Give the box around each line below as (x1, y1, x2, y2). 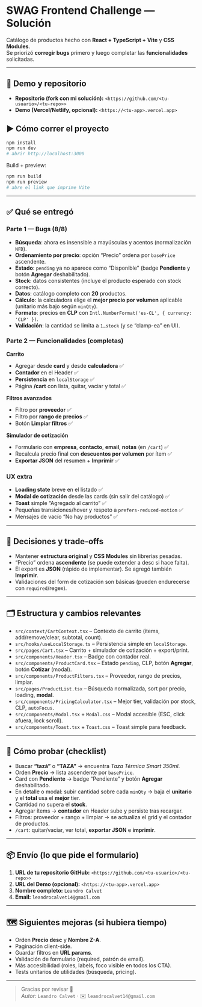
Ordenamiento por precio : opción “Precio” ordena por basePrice (14, 251, 176, 259)
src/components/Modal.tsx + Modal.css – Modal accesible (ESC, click (14, 710, 185, 717)
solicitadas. (6, 55, 35, 63)
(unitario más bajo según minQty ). (14, 302, 98, 310)
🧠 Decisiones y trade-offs (6, 536, 104, 547)
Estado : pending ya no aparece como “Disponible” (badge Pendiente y (14, 264, 191, 271)
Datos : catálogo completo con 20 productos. (14, 290, 127, 297)
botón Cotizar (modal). (14, 666, 72, 673)
